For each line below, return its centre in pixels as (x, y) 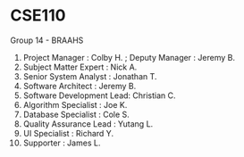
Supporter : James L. (62, 143)
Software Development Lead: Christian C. (100, 95)
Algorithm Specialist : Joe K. (75, 104)
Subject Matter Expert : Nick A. (80, 67)
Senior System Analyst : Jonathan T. (90, 76)
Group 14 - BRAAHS (47, 40)
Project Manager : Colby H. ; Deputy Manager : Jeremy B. (129, 57)
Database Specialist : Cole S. (76, 114)
